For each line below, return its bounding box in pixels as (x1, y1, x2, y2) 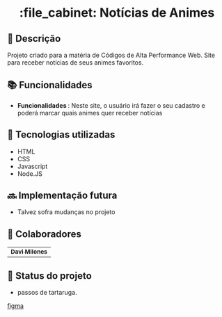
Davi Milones (10, 248, 47, 256)
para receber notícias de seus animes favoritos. (7, 58, 144, 67)
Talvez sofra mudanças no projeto (17, 208, 116, 216)
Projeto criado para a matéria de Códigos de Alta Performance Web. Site (7, 51, 216, 59)
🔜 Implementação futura (7, 190, 118, 202)
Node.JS (17, 169, 43, 178)
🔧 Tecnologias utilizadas (7, 129, 116, 140)
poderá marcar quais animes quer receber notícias (17, 108, 163, 117)
